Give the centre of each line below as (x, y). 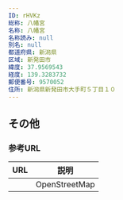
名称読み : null (31, 38)
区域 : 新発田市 (30, 60)
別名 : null (25, 45)
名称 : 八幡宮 (27, 30)
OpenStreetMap (65, 185)
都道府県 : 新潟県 (33, 52)
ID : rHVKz (25, 15)
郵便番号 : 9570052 (37, 82)
